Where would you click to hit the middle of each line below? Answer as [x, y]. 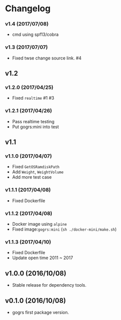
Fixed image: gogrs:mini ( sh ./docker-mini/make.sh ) [64, 229]
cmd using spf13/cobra [35, 34]
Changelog [28, 9]
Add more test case [32, 177]
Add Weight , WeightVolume [38, 172]
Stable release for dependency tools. [49, 285]
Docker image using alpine [40, 224]
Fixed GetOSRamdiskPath [36, 167]
